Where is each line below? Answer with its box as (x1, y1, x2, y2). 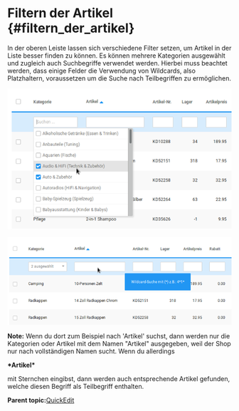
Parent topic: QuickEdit (7, 395, 75, 404)
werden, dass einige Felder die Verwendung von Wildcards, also (7, 66, 196, 75)
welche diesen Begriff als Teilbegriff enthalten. (7, 382, 144, 390)
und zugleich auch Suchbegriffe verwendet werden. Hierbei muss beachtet (7, 58, 228, 67)
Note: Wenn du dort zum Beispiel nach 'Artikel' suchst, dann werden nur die (7, 331, 230, 340)
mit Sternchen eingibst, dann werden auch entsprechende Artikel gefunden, (7, 374, 230, 383)
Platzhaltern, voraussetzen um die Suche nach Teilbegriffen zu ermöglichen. (7, 73, 232, 83)
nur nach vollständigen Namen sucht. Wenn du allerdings (7, 347, 176, 355)
